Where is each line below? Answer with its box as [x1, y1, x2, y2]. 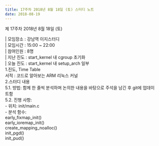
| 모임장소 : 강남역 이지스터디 [5, 36, 60, 42]
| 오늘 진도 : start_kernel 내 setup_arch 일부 [5, 60, 89, 66]
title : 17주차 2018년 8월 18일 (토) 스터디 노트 [5, 7, 94, 12]
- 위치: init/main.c [5, 103, 40, 109]
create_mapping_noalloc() [5, 125, 57, 130]
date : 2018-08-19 [5, 12, 40, 17]
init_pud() [5, 135, 24, 141]
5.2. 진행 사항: [5, 97, 32, 103]
